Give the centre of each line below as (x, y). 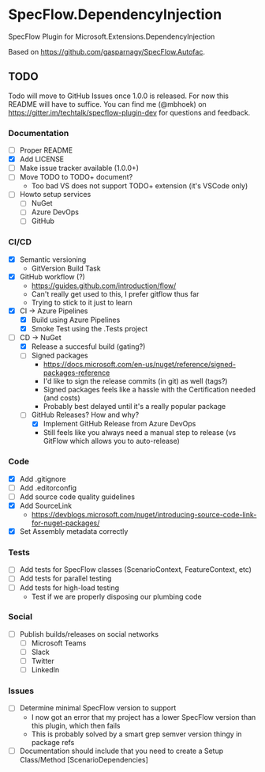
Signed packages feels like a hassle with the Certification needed (149, 390)
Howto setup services (55, 195)
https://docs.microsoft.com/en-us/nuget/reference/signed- (140, 365)
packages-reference (77, 373)
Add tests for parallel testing (65, 578)
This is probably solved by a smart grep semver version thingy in (136, 734)
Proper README (46, 150)
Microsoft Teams (59, 643)
